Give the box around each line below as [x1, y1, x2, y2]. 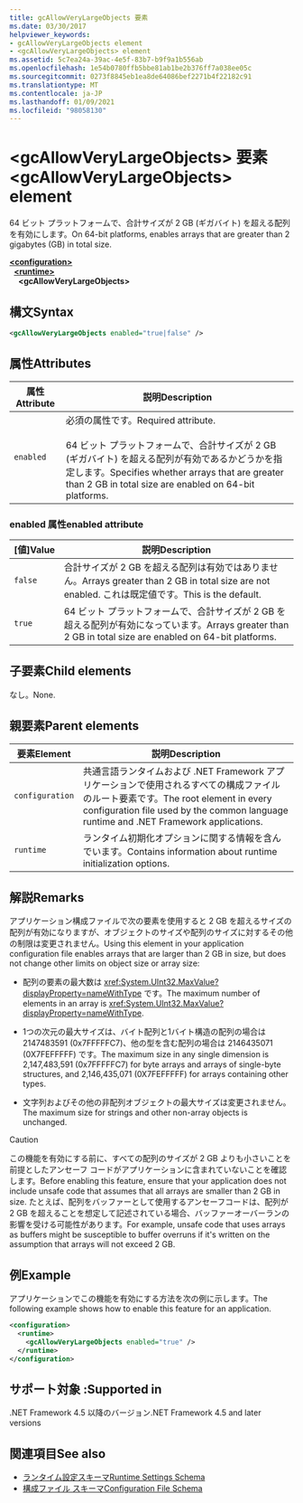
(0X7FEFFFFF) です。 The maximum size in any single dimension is [22, 1049, 269, 1060]
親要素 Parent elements [9, 718, 140, 733]
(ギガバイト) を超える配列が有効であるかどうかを [65, 452, 274, 465]
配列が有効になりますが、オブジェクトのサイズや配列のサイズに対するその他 [9, 927, 293, 938]
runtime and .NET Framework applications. [82, 815, 263, 827]
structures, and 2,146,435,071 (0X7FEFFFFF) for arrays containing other [22, 1069, 289, 1080]
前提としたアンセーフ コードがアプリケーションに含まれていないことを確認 [9, 1164, 287, 1176]
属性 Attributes [9, 356, 92, 372]
